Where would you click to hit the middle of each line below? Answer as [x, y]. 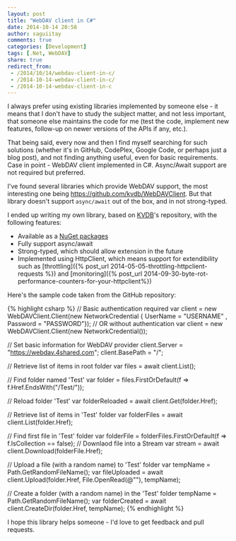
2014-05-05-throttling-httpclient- [159, 267]
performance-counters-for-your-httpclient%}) [84, 281]
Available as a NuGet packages [63, 236]
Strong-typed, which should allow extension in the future [100, 251]
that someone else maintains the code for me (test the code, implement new [118, 122]
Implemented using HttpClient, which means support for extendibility [118, 259]
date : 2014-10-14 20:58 [42, 27]
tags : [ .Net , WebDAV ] [39, 54]
